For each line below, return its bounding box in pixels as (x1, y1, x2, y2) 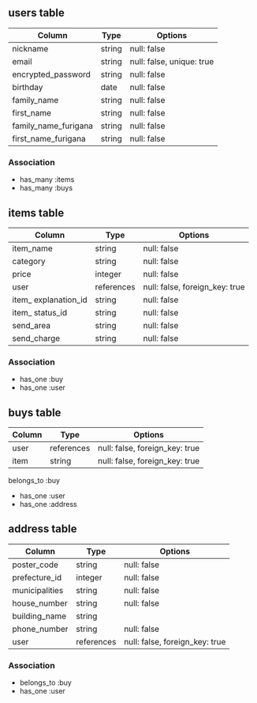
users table (8, 6, 65, 20)
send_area (12, 319, 51, 331)
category (12, 255, 46, 266)
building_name (12, 610, 67, 622)
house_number (12, 597, 69, 608)
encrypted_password (12, 69, 91, 80)
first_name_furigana (12, 133, 87, 144)
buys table (8, 406, 61, 419)
